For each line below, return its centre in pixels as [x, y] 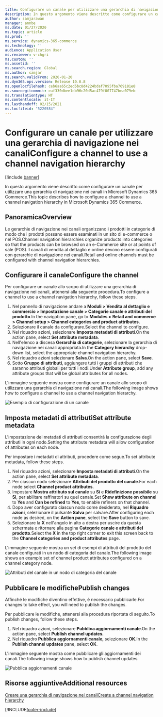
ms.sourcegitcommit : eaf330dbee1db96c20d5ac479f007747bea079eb [70, 91]
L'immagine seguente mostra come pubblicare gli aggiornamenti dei [73, 653]
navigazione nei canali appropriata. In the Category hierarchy [73, 348]
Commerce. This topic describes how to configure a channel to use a [73, 196]
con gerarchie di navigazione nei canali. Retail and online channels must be [80, 255]
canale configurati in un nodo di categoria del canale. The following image [78, 553]
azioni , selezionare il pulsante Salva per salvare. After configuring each [83, 513]
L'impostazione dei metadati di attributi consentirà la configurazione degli [78, 437]
